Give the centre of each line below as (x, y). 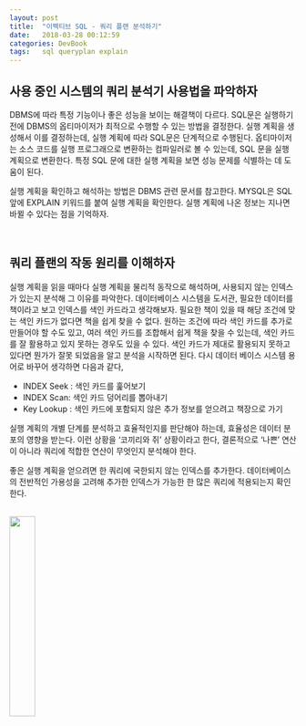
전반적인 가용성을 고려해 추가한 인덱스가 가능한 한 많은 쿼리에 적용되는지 (147, 482)
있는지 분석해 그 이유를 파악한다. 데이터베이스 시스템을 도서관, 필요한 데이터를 (156, 298)
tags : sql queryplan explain (69, 52)
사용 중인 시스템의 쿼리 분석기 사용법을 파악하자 (133, 91)
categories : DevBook (49, 43)
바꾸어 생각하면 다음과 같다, (75, 367)
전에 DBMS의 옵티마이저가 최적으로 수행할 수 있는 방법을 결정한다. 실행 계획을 (147, 126)
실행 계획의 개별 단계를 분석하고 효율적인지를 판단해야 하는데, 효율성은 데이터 (146, 428)
